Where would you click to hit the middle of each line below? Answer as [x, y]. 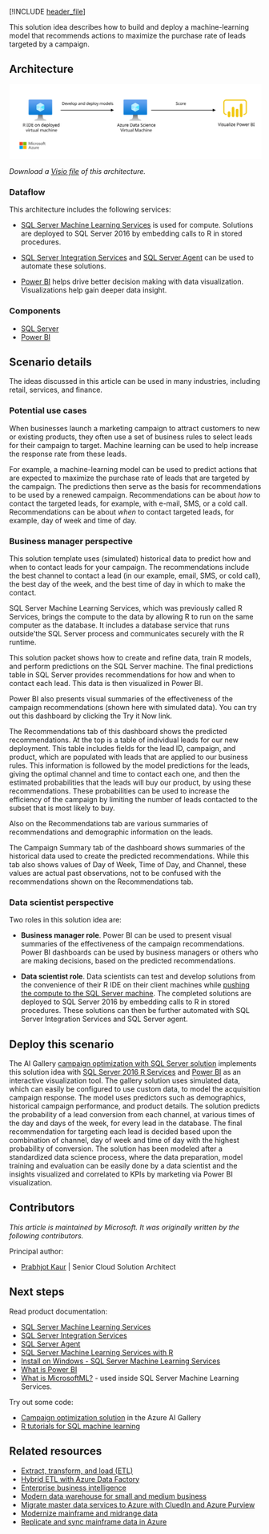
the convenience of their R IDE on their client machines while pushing [135, 985]
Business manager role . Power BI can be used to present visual [126, 935]
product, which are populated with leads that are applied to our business [129, 757]
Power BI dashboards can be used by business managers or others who [139, 952]
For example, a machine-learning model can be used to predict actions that [133, 469]
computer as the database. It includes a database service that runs [120, 625]
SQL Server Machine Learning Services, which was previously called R [126, 608]
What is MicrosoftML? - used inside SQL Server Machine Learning [130, 1378]
